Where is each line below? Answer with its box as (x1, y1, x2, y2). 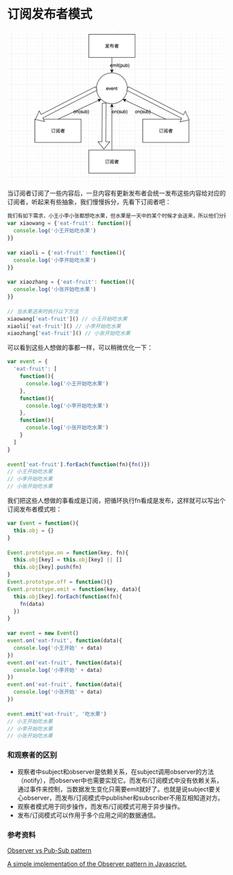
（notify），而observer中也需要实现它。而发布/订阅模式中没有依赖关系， (17, 776, 223, 785)
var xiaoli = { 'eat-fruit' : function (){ (7, 249, 126, 256)
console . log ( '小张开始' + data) (13, 689, 103, 696)
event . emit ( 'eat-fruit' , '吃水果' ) (7, 710, 107, 717)
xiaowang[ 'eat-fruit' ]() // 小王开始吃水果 (7, 315, 128, 322)
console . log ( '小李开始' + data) (13, 666, 103, 673)
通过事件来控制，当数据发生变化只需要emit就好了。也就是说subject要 (17, 785, 215, 793)
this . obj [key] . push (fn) (13, 564, 82, 571)
